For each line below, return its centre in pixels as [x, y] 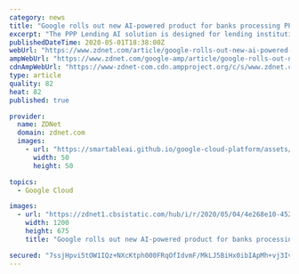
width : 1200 [47, 223]
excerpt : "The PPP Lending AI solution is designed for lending [131, 34]
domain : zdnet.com [52, 133]
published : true [39, 100]
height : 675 [47, 231]
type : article [36, 76]
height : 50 [53, 165]
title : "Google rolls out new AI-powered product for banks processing [145, 26]
